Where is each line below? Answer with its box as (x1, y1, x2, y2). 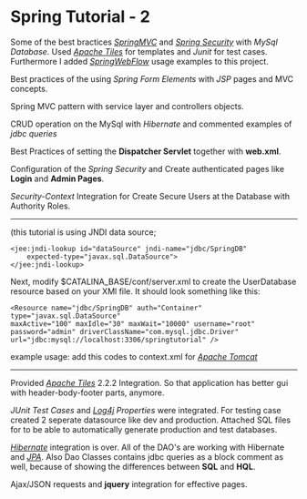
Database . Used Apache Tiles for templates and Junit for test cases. (10, 46, 268, 56)
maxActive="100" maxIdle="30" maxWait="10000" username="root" (10, 319, 256, 329)
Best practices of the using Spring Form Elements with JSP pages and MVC (10, 73, 294, 84)
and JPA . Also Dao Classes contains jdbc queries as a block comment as (10, 451, 284, 462)
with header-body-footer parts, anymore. (10, 387, 165, 398)
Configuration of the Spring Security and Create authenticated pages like (10, 163, 285, 174)
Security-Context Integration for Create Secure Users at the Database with (10, 190, 291, 201)
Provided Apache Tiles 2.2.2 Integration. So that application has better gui (10, 377, 289, 388)
